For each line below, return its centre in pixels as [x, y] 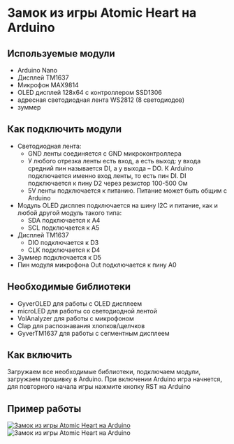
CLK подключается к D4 [64, 250]
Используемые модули [61, 53]
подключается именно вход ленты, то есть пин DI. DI [107, 175]
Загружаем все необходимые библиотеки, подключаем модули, [104, 372]
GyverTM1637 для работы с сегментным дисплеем [93, 333]
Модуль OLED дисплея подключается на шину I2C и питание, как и [118, 205]
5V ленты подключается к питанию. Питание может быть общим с [127, 191]
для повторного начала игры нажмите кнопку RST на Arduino [99, 387]
